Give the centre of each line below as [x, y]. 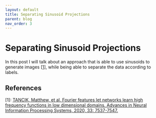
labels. [12, 72]
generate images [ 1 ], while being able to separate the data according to [78, 67]
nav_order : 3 [19, 24]
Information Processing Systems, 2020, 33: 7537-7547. [62, 110]
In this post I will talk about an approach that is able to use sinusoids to [78, 62]
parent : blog [19, 19]
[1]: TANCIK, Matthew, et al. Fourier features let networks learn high [74, 100]
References [23, 88]
